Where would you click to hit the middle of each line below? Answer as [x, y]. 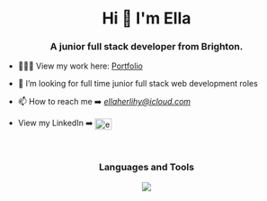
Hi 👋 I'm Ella [147, 18]
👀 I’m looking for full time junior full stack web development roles [138, 84]
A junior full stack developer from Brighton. [147, 47]
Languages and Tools [147, 168]
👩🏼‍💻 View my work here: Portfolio [80, 66]
